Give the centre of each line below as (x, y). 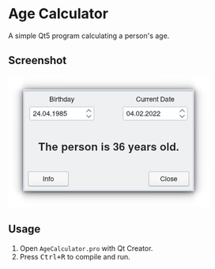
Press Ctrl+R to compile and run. (75, 256)
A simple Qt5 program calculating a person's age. (89, 36)
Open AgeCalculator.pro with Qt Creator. (86, 248)
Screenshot (38, 61)
